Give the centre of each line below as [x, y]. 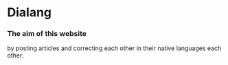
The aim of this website [47, 34]
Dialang [30, 13]
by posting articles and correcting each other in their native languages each [114, 48]
